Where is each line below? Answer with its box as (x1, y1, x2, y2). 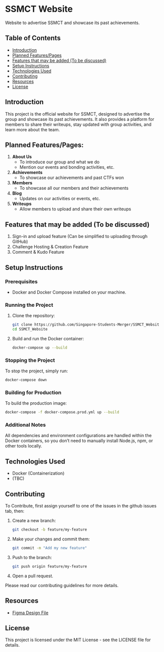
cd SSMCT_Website (12, 327, 48, 332)
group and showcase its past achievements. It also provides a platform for (5, 116, 154, 122)
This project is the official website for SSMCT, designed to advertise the (5, 111, 150, 117)
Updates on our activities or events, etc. (19, 196, 100, 202)
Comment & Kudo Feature (12, 249, 65, 255)
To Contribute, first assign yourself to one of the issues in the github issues (5, 503, 157, 509)
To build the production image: (5, 400, 67, 406)
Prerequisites (5, 278, 38, 285)
